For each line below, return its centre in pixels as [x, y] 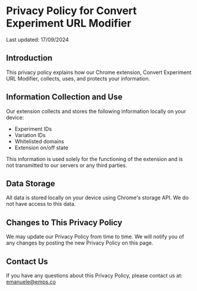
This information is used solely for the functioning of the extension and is [95, 159]
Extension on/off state [41, 148]
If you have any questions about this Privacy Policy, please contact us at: [94, 275]
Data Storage [31, 183]
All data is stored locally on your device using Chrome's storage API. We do [98, 198]
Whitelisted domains [39, 141]
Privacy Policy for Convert [71, 11]
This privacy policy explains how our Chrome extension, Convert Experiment [99, 72]
